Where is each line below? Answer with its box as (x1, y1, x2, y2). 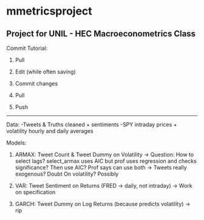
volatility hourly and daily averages (6, 128, 93, 134)
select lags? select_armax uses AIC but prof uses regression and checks (15, 157, 197, 165)
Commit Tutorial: (6, 44, 48, 52)
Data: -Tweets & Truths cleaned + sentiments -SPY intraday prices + (6, 121, 177, 128)
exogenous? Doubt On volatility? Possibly (15, 170, 119, 177)
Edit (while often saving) (15, 68, 76, 75)
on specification (15, 188, 56, 196)
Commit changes (15, 80, 58, 87)
